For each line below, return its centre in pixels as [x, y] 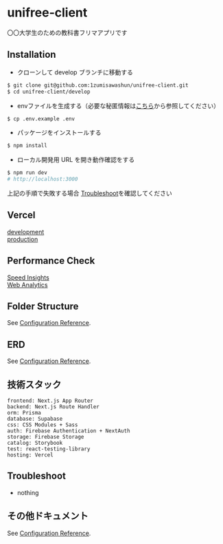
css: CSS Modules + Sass [43, 425]
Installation [32, 55]
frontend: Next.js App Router [50, 401]
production [23, 239]
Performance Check [51, 261]
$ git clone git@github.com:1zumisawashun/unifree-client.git [98, 85]
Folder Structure [43, 307]
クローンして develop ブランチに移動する [75, 72]
